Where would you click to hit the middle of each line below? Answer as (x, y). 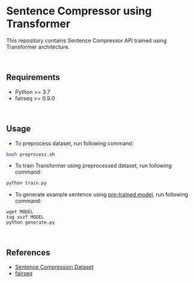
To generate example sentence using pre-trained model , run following (101, 195)
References (28, 253)
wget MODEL (20, 212)
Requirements (33, 77)
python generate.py (31, 223)
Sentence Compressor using (79, 11)
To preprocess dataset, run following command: (74, 143)
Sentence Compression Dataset (54, 267)
